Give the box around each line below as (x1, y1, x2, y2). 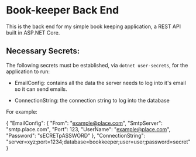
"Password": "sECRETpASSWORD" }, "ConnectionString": (6, 132, 146, 139)
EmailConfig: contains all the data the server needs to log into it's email (14, 79, 186, 86)
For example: (6, 108, 38, 115)
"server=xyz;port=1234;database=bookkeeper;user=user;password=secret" (6, 138, 191, 145)
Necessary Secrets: (6, 46, 80, 56)
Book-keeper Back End (6, 4, 119, 17)
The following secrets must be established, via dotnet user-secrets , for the (6, 62, 188, 69)
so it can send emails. (14, 86, 67, 93)
